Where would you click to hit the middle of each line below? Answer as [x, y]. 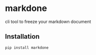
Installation [22, 37]
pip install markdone [27, 48]
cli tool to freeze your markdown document [48, 22]
